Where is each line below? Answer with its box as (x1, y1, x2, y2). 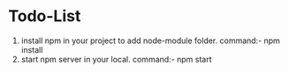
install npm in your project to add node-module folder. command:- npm (20, 35, 280, 46)
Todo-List (8, 6, 81, 26)
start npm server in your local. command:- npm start (20, 54, 213, 64)
